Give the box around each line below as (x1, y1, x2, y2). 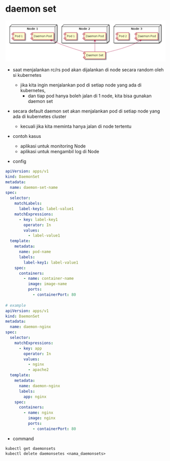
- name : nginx (23, 410, 53, 415)
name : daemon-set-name (10, 185, 58, 190)
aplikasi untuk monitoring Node (20, 143, 86, 149)
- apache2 (27, 367, 49, 372)
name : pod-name (18, 249, 51, 254)
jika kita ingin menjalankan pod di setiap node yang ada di (20, 82, 141, 88)
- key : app (18, 345, 42, 351)
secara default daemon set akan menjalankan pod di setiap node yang (12, 108, 160, 114)
